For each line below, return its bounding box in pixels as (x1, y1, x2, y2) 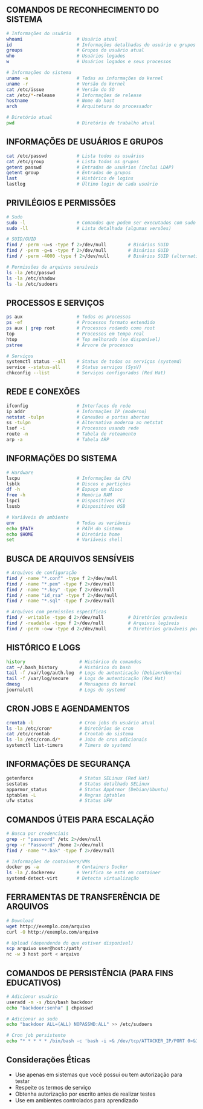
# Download (6, 917, 34, 924)
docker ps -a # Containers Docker (6, 864, 129, 870)
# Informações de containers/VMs (6, 858, 91, 865)
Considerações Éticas (6, 1055, 91, 1065)
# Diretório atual (6, 115, 53, 121)
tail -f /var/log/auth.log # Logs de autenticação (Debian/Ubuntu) (6, 670, 182, 676)
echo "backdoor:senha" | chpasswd (6, 1005, 94, 1011)
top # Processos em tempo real (6, 331, 145, 337)
